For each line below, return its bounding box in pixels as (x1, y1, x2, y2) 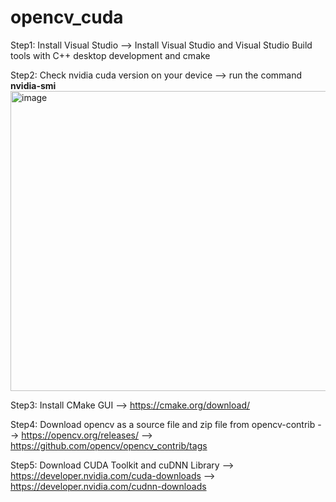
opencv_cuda (10, 6, 124, 29)
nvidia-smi (10, 79, 57, 91)
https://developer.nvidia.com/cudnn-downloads (10, 480, 207, 492)
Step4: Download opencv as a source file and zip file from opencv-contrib (10, 418, 316, 430)
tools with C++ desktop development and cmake (10, 49, 211, 61)
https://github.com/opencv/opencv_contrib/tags (10, 439, 208, 451)
